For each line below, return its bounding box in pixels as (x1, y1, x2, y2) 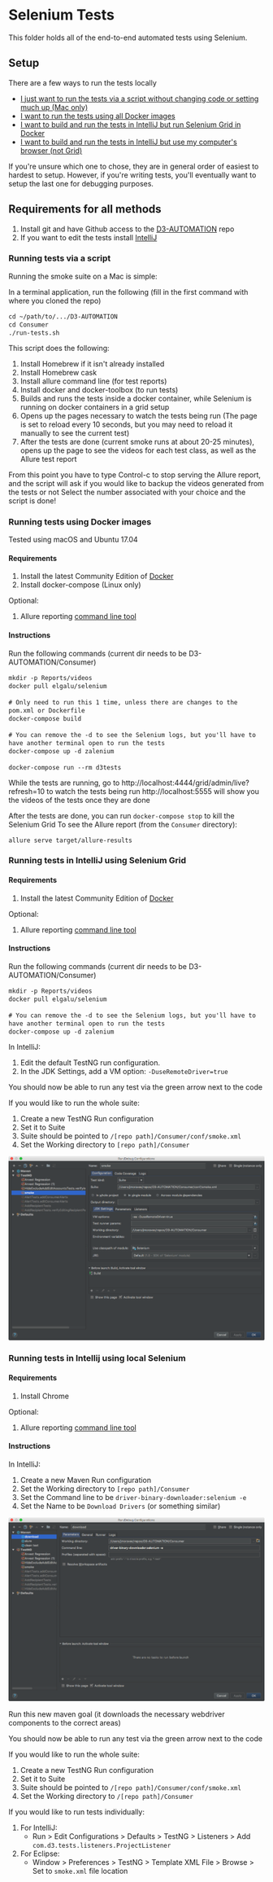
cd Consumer (8, 320, 49, 329)
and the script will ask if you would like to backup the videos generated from (8, 478, 264, 488)
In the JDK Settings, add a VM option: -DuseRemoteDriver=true (19, 1066, 229, 1076)
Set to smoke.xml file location (32, 1867, 128, 1876)
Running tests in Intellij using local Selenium (8, 1353, 186, 1364)
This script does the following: (8, 343, 110, 353)
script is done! (8, 495, 57, 506)
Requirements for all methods (8, 202, 162, 217)
